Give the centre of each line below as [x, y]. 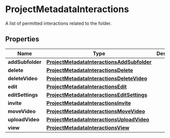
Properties [22, 39]
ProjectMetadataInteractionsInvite [89, 103]
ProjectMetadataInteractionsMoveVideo [96, 111]
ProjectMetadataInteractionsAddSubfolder [99, 62]
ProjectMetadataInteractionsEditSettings [97, 95]
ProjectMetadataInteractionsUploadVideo [98, 119]
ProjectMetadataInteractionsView [88, 127]
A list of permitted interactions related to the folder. [58, 23]
